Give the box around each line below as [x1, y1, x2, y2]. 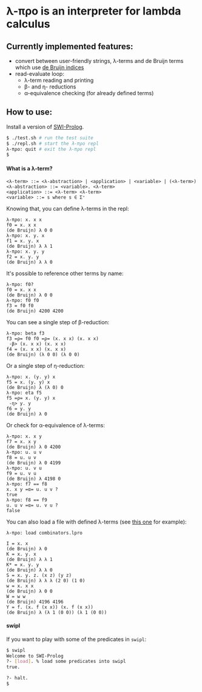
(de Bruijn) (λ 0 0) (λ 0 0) [6, 351, 80, 358]
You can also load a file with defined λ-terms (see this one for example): [6, 518, 187, 525]
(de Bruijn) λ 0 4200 [6, 444, 61, 450]
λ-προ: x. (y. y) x [6, 374, 56, 380]
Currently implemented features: [6, 41, 133, 52]
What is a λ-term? [6, 165, 53, 172]
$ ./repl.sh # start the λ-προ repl [6, 141, 99, 147]
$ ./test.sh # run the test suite [6, 135, 94, 141]
